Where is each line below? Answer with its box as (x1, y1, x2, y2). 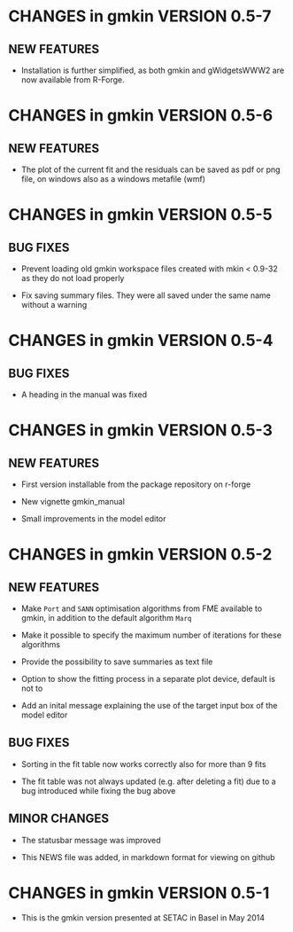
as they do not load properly (20, 273, 125, 283)
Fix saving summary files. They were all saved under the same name (20, 290, 271, 301)
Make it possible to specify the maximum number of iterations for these (20, 630, 282, 640)
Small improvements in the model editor (20, 513, 166, 524)
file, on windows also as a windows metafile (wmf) (20, 174, 205, 184)
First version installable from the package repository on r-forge (20, 479, 251, 489)
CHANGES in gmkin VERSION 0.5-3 (8, 420, 274, 441)
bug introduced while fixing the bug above (20, 785, 176, 795)
